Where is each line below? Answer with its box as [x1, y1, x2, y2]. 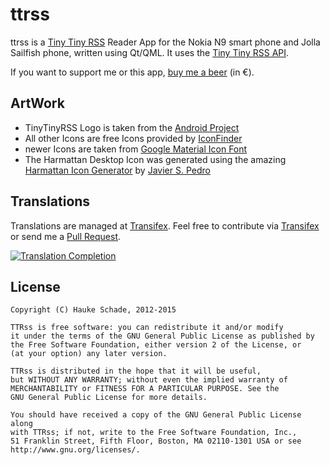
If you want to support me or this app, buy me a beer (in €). [10, 66, 255, 78]
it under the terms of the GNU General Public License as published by [10, 331, 315, 342]
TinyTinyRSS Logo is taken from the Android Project [24, 121, 240, 133]
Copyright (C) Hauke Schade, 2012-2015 [10, 305, 177, 315]
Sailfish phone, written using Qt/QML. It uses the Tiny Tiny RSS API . [10, 46, 290, 58]
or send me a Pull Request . [10, 230, 122, 242]
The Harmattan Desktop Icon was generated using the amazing [24, 153, 287, 165]
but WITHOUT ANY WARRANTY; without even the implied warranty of [10, 375, 288, 385]
